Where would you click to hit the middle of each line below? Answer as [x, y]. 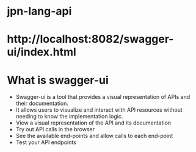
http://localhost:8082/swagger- [90, 39]
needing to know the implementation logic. [69, 117]
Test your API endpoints [46, 142]
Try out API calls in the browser [55, 129]
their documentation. [42, 103]
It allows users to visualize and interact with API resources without [99, 110]
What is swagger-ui [58, 80]
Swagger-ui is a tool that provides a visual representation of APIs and [103, 97]
